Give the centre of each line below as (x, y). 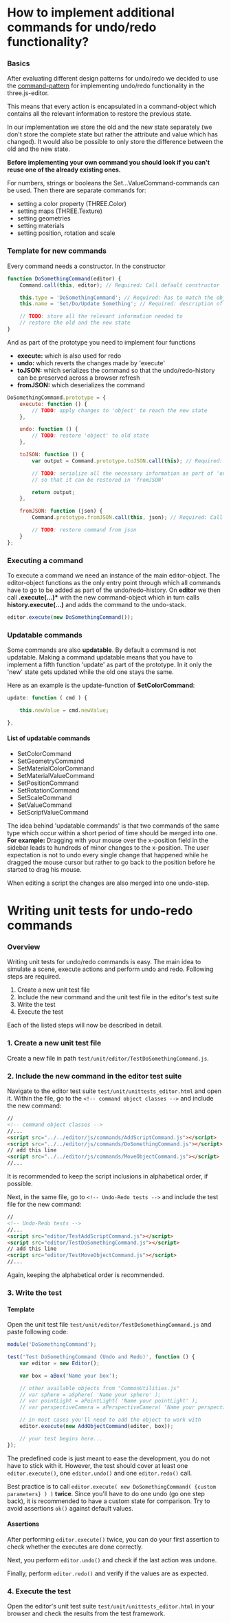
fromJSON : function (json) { (61, 511)
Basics (19, 63)
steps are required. (34, 977)
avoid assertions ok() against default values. (70, 1508)
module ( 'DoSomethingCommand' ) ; (52, 1345)
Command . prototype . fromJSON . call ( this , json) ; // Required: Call (128, 518)
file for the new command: (44, 1205)
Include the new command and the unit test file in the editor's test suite (118, 997)
